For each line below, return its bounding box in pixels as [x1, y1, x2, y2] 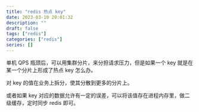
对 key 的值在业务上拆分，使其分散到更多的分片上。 [6, 79, 133, 86]
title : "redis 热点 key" [6, 8, 66, 15]
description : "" [6, 20, 46, 26]
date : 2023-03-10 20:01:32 [6, 14, 73, 20]
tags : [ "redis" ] [6, 31, 46, 37]
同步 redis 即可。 [37, 99, 79, 106]
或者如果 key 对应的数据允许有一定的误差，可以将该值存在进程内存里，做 [6, 92, 185, 99]
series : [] [6, 42, 33, 48]
